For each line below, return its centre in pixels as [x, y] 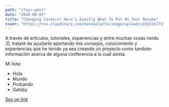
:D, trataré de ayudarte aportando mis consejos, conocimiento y [71, 44]
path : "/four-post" [26, 10]
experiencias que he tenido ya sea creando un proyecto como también [78, 49]
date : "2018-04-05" [26, 15]
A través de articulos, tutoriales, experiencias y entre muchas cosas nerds [82, 38]
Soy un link [17, 99]
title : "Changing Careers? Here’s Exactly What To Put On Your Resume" [82, 19]
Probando [23, 84]
